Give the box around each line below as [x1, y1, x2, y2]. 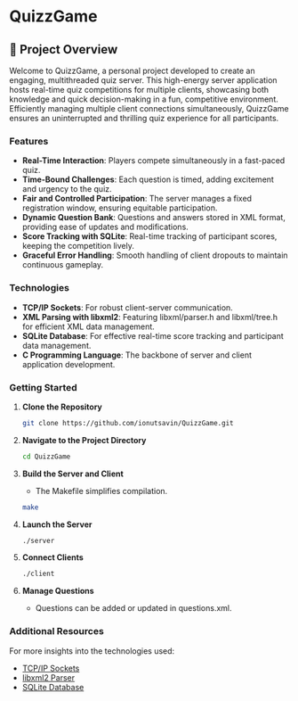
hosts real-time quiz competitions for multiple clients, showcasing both [9, 85, 270, 95]
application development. [21, 359, 116, 369]
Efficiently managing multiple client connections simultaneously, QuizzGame [9, 103, 289, 113]
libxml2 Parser [21, 672, 76, 683]
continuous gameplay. [21, 260, 104, 270]
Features [9, 135, 49, 147]
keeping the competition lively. [21, 241, 135, 252]
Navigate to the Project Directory [21, 434, 147, 445]
